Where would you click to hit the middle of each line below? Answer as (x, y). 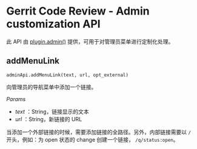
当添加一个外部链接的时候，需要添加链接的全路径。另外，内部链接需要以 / (99, 132)
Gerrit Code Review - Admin (78, 11)
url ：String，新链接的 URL (48, 119)
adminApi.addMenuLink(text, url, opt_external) (68, 75)
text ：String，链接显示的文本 (52, 111)
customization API (54, 24)
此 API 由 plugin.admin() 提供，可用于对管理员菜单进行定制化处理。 (90, 41)
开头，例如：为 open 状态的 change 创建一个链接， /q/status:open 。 (92, 139)
